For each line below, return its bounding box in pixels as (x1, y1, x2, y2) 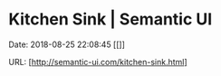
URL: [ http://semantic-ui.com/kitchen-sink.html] (8, 56, 187, 67)
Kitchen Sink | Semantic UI (8, 9, 213, 30)
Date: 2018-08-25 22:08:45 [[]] (8, 39, 126, 50)
